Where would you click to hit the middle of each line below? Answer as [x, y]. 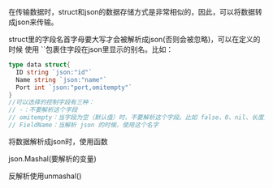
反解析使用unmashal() [45, 176]
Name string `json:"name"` [61, 79]
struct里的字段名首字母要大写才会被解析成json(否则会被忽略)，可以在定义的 [134, 39]
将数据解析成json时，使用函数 [58, 141]
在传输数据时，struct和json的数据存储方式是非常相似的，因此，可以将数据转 [135, 12]
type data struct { [39, 65]
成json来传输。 [33, 22]
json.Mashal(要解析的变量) [53, 158]
